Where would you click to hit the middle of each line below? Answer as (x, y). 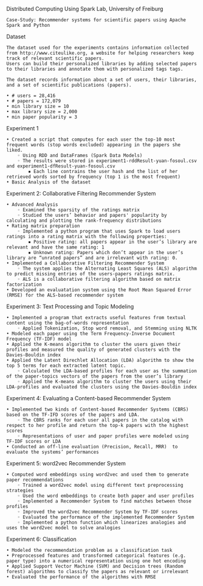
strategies (20, 490)
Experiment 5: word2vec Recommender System (66, 463)
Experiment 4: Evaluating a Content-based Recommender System (89, 398)
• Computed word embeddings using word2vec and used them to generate (98, 475)
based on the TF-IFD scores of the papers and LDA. (73, 415)
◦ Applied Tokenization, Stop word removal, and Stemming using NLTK (107, 328)
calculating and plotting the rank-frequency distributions (84, 221)
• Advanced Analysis (33, 205)
